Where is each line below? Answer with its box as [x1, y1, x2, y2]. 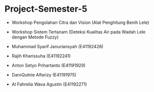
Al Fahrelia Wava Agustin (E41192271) [11, 81, 88, 87]
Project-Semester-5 [4, 3, 88, 15]
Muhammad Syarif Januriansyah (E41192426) [11, 43, 104, 49]
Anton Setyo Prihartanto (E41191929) [11, 62, 86, 68]
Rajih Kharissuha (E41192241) [11, 53, 71, 59]
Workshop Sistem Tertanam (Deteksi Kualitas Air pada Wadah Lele [11, 29, 146, 35]
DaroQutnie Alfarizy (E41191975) [11, 72, 77, 77]
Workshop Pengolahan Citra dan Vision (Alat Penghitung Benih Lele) [11, 19, 150, 25]
